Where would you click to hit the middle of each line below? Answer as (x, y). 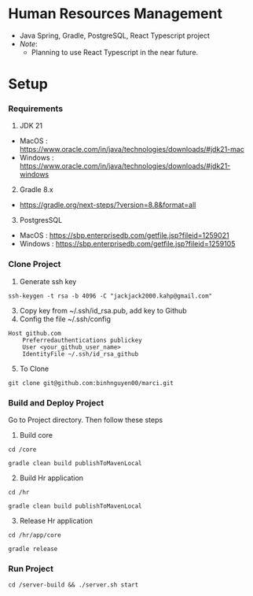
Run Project (31, 568)
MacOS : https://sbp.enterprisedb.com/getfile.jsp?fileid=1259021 (124, 235)
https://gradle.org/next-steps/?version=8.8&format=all (108, 205)
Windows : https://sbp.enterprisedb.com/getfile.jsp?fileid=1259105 (127, 244)
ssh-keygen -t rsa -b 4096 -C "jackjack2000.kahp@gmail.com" (110, 296)
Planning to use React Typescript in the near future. (115, 52)
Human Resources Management (115, 14)
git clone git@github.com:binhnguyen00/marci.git (91, 383)
